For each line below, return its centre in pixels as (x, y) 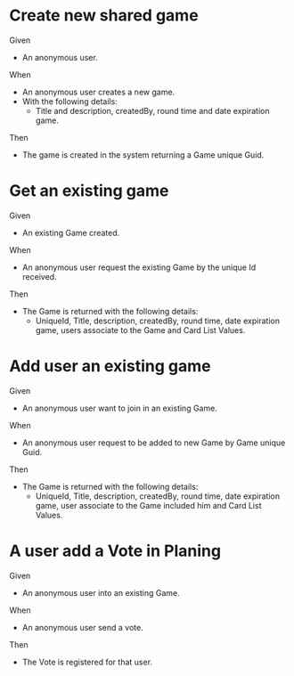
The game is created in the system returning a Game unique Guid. (143, 155)
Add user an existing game (110, 367)
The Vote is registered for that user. (87, 662)
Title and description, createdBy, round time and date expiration (152, 110)
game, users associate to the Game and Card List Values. (140, 330)
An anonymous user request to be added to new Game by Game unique (154, 443)
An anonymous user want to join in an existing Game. (120, 408)
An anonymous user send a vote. (83, 627)
